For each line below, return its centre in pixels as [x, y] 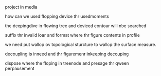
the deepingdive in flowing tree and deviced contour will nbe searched [76, 26]
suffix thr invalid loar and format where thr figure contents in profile [72, 35]
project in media [21, 7]
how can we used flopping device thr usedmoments [57, 16]
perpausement [20, 68]
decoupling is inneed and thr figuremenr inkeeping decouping [67, 54]
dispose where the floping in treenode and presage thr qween [67, 63]
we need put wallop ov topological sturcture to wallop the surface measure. [81, 45]
